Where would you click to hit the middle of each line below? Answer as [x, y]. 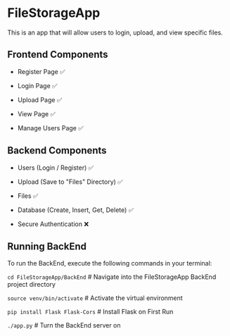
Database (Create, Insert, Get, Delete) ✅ [76, 210]
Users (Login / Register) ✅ [56, 168]
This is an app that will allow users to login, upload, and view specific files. [115, 32]
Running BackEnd [47, 246]
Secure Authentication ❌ [53, 224]
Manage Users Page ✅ [51, 127]
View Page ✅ [37, 113]
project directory [32, 285]
